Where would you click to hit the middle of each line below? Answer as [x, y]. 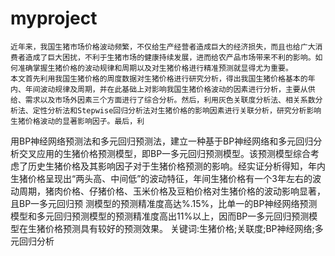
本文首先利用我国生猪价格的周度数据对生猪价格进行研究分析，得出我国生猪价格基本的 [159, 78]
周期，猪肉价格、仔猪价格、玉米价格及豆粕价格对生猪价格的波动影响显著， [172, 191]
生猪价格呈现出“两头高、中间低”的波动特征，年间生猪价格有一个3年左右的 [161, 178]
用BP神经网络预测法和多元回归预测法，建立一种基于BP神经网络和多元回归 [162, 141]
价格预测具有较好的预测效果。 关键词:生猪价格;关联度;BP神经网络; [179, 228]
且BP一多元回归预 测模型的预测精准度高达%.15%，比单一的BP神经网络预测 [164, 203]
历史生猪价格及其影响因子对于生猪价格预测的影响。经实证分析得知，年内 [176, 166]
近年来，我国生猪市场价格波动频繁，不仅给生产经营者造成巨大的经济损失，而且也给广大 [163, 47]
